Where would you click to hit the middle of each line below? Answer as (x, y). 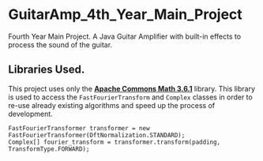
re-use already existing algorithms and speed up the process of (112, 105)
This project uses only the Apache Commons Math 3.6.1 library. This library (131, 88)
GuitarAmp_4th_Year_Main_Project (125, 15)
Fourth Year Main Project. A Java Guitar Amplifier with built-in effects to (125, 36)
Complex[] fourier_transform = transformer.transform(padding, (115, 142)
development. (30, 114)
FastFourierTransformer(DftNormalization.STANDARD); (97, 135)
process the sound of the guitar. (60, 44)
